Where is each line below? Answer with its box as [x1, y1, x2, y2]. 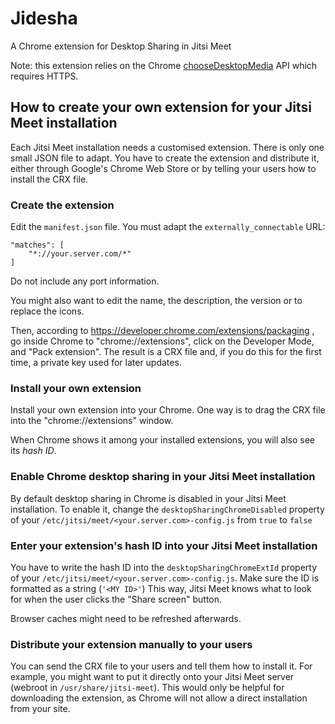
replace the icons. [10, 305, 85, 317]
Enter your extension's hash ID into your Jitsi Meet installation [10, 538, 318, 552]
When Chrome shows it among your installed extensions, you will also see [10, 434, 315, 446]
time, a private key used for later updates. [10, 357, 182, 369]
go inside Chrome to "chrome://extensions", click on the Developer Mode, [10, 335, 315, 347]
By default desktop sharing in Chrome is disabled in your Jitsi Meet [10, 492, 287, 504]
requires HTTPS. [10, 70, 79, 82]
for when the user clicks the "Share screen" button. [10, 593, 223, 605]
